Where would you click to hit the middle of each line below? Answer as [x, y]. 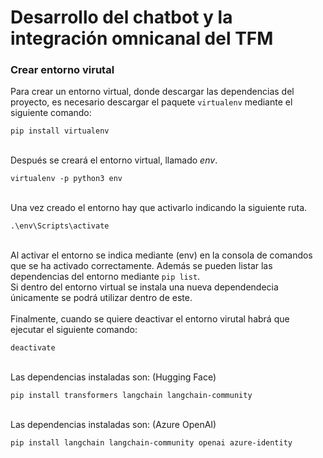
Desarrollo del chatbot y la [121, 17]
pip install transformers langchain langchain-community [131, 396]
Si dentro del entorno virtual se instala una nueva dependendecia [144, 287]
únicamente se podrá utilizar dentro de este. [101, 298]
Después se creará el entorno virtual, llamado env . [114, 160]
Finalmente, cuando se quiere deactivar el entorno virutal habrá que [150, 319]
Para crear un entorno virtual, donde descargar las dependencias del [152, 92]
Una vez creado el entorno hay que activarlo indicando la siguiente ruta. [159, 208]
